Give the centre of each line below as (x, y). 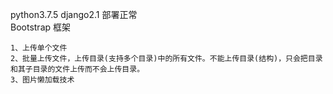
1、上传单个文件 (39, 48)
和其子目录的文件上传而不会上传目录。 (77, 69)
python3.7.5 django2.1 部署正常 (74, 14)
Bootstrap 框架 (41, 27)
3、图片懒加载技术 (42, 80)
